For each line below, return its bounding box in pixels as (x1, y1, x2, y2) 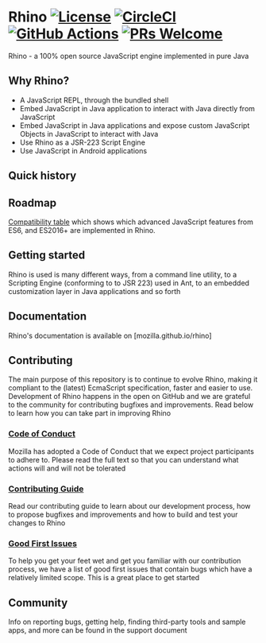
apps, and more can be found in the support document (8, 626, 188, 635)
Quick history (8, 169, 77, 183)
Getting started (8, 249, 86, 262)
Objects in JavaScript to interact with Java (19, 129, 159, 138)
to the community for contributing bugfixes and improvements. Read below (8, 400, 254, 409)
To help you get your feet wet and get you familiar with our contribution (8, 556, 241, 566)
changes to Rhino (8, 517, 66, 528)
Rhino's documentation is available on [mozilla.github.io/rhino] (8, 331, 212, 340)
